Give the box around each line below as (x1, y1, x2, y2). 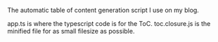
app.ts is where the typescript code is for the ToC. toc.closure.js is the (7, 20, 211, 27)
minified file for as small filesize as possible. (7, 27, 135, 35)
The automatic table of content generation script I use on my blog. (7, 6, 199, 14)
